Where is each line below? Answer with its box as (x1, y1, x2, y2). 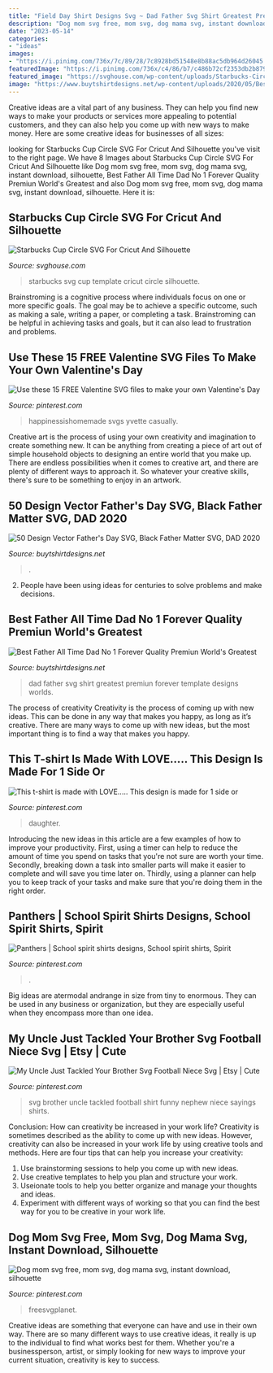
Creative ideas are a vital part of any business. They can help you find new (8, 102, 258, 112)
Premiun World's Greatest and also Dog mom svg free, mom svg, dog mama (8, 178, 263, 188)
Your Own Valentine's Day (8, 363, 144, 377)
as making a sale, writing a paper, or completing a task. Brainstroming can (8, 310, 256, 320)
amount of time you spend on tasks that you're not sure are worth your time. (8, 851, 264, 861)
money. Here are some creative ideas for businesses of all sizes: (8, 128, 224, 138)
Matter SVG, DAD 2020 (8, 512, 128, 525)
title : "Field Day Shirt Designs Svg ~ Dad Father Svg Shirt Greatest (8, 11, 253, 20)
